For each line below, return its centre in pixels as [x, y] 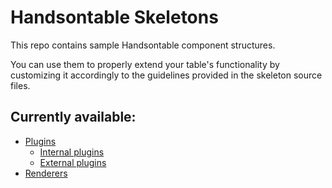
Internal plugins [72, 152]
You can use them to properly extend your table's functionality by [145, 64]
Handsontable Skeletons [114, 17]
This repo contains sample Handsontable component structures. [143, 45]
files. [20, 85]
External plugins [73, 162]
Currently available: [73, 117]
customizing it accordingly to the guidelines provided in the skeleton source [166, 75]
